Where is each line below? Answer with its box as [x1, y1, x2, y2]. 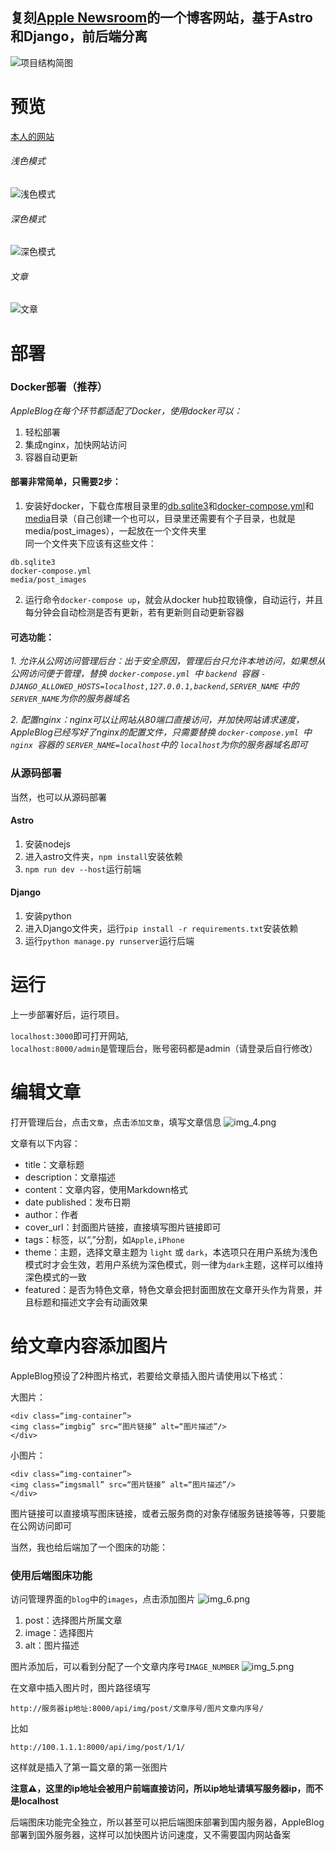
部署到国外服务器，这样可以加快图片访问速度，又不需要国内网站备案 [10, 1829, 291, 1841]
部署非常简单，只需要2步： [10, 476, 122, 488]
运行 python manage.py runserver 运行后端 [24, 934, 195, 947]
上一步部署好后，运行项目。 [10, 1008, 125, 1020]
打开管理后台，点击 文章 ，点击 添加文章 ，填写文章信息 [10, 1116, 222, 1128]
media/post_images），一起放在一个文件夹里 [24, 525, 207, 537]
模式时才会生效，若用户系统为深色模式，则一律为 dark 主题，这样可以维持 [24, 1258, 324, 1270]
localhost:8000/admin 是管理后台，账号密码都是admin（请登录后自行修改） [10, 1042, 318, 1054]
